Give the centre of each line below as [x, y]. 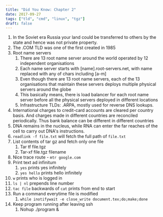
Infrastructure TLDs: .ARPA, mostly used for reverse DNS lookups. [87, 105]
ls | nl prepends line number [43, 183]
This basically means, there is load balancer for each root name [84, 95]
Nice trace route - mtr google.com [47, 157]
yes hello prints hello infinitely [51, 173]
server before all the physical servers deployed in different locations [89, 100]
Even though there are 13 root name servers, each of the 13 [80, 79]
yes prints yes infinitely [43, 168]
